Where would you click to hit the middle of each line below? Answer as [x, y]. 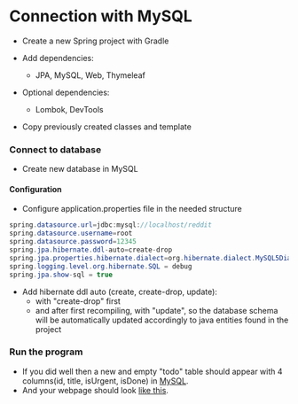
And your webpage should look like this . [95, 390]
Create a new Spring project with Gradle [95, 41]
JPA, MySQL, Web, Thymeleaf [90, 75]
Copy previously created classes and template [107, 127]
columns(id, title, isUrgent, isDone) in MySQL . [105, 381]
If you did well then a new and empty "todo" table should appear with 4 [152, 371]
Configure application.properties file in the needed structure [132, 209]
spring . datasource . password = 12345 [73, 242]
